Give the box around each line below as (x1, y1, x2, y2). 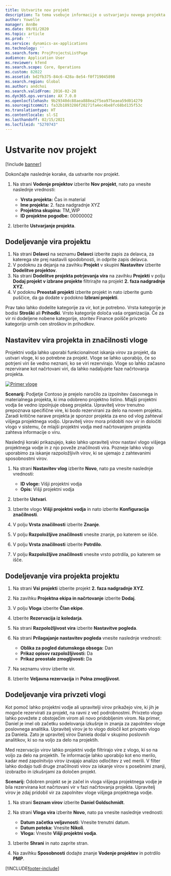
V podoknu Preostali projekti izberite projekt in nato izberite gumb (12, 289, 153, 295)
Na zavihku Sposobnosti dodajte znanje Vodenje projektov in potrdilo (12, 850, 161, 856)
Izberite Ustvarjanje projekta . (12, 223, 76, 229)
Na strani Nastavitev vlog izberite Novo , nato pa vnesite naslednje (12, 465, 153, 472)
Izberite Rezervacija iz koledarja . (12, 615, 83, 621)
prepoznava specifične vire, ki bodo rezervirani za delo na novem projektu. (5, 407, 163, 413)
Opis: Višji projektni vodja (20, 486, 75, 492)
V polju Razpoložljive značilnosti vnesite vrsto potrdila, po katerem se (12, 551, 161, 558)
